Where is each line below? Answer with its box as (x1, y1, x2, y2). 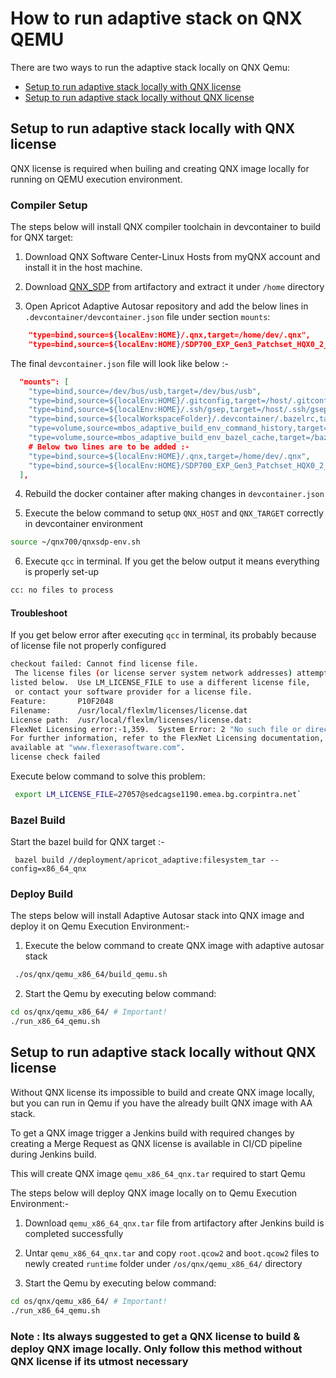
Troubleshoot (10, 607, 68, 619)
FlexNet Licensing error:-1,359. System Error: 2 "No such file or (10, 724, 302, 734)
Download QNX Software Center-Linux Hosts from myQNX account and (24, 251, 321, 263)
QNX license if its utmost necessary (10, 1354, 189, 1368)
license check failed (10, 752, 101, 762)
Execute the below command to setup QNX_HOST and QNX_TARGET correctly (24, 507, 324, 519)
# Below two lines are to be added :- (28, 442, 190, 452)
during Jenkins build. (10, 1148, 97, 1160)
